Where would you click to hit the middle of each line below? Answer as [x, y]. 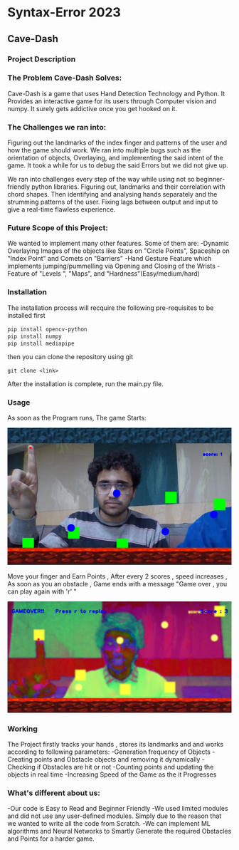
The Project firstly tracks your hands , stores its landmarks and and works [116, 744]
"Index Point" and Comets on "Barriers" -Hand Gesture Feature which [110, 259]
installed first [26, 315]
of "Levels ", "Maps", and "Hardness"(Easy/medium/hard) [116, 274]
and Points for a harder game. [51, 839]
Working [22, 729]
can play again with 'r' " [42, 591]
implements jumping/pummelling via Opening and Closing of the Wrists [111, 266]
